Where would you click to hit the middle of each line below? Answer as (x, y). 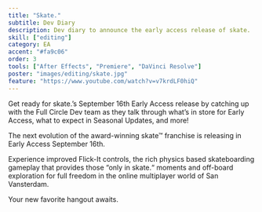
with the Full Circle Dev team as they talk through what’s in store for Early (126, 111)
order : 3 (22, 60)
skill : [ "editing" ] (40, 37)
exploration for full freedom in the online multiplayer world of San (113, 175)
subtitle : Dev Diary (42, 23)
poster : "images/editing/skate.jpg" (68, 74)
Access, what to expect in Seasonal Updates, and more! (99, 120)
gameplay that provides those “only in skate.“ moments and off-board (121, 167)
